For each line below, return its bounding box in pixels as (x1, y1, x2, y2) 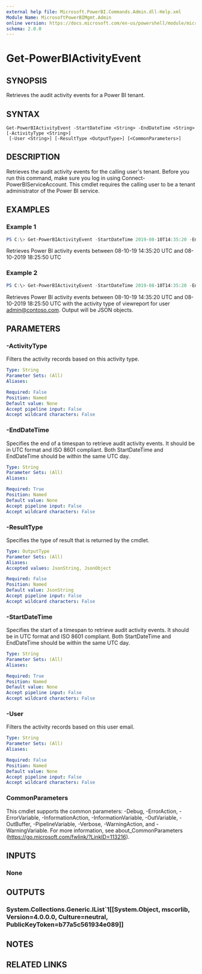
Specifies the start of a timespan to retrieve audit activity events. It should (6, 627, 189, 634)
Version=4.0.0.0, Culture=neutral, (6, 913, 108, 922)
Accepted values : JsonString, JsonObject (6, 565, 112, 571)
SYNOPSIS (6, 75, 47, 86)
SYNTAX (6, 109, 40, 119)
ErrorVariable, (6, 814, 41, 821)
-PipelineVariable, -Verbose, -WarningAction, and (32, 820, 155, 827)
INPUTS (6, 851, 36, 861)
